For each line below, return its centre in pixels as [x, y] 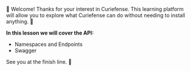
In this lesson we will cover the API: [50, 33]
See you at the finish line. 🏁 [39, 62]
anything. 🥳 [20, 21]
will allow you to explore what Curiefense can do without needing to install [96, 15]
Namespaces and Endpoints [49, 44]
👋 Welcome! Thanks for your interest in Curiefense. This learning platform [95, 9]
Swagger [25, 50]
